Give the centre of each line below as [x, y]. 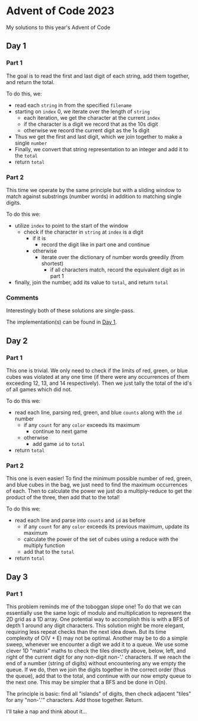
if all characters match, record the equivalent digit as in [117, 269]
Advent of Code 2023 [60, 11]
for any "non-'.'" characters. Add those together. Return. [75, 700]
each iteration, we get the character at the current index [92, 117]
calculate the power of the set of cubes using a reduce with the [101, 539]
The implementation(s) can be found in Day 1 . [62, 322]
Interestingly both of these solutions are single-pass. [71, 311]
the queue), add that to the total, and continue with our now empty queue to [99, 676]
